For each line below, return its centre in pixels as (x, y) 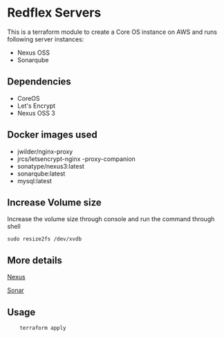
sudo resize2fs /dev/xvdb (44, 239)
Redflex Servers (54, 13)
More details (35, 260)
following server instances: (46, 39)
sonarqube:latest (41, 173)
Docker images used (53, 135)
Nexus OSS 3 (36, 113)
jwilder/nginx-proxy (45, 151)
